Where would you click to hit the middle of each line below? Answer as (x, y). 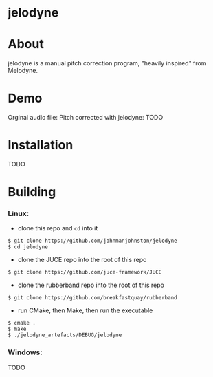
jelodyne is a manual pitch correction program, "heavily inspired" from (107, 63)
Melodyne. (23, 71)
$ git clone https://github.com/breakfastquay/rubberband (92, 298)
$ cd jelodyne (28, 247)
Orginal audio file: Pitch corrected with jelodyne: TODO (86, 118)
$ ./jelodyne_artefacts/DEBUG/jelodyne (65, 335)
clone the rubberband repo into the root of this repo (91, 285)
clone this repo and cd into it (58, 228)
